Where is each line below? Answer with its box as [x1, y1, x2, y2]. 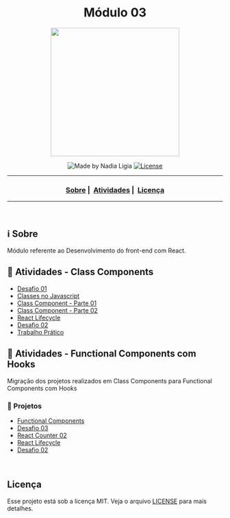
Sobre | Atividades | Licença [65, 185, 165, 194]
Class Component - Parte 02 [16, 306, 98, 314]
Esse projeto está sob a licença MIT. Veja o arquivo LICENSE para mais [7, 497, 207, 505]
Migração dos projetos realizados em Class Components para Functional [7, 376, 212, 385]
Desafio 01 [16, 284, 47, 292]
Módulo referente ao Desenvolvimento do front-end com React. [7, 246, 186, 255]
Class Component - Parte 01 [16, 299, 97, 307]
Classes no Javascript [16, 292, 80, 300]
